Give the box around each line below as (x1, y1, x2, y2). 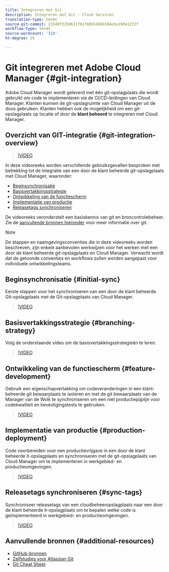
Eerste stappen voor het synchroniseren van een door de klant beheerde (5, 289, 156, 295)
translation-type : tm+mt (5, 17, 58, 22)
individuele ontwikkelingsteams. (5, 260, 72, 266)
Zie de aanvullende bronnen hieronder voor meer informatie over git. (5, 219, 148, 225)
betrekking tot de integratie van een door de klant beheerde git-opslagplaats (5, 168, 164, 174)
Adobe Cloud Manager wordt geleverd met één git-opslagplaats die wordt (5, 89, 159, 95)
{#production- (99, 426, 145, 435)
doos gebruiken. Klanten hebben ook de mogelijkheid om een (5, 105, 133, 111)
